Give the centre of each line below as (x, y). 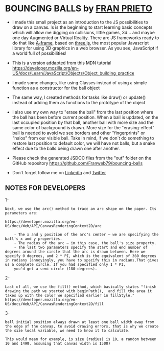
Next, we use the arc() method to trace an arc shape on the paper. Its (81, 209)
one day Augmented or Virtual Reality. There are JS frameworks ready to (85, 38)
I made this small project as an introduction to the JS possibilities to (80, 22)
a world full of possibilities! (39, 53)
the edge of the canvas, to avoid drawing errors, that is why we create (82, 326)
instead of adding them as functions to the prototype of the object (79, 102)
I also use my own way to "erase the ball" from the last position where (82, 112)
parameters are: (22, 213)
